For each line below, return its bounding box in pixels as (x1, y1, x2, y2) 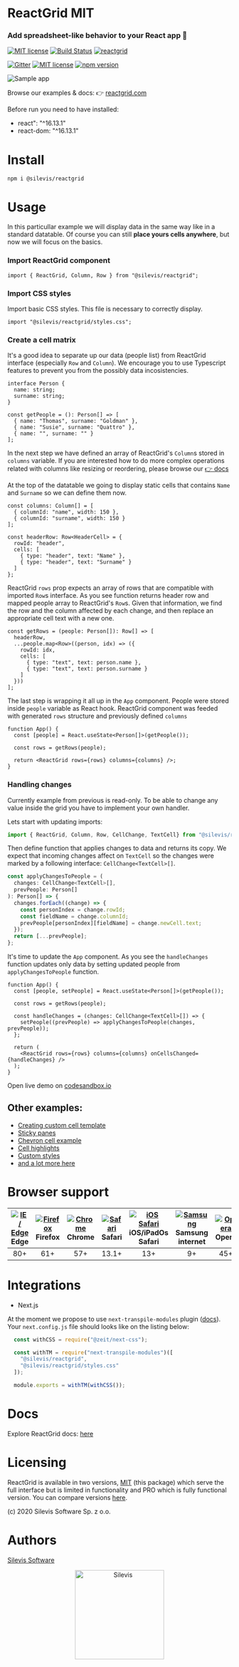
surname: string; (14, 393, 65, 400)
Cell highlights (17, 1143, 60, 1152)
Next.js (17, 1301, 39, 1309)
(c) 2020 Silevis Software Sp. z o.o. (7, 1507, 112, 1516)
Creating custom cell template (17, 1121, 106, 1129)
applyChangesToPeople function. (7, 968, 100, 976)
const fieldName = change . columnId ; (20, 913, 129, 920)
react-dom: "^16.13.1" (17, 126, 79, 135)
